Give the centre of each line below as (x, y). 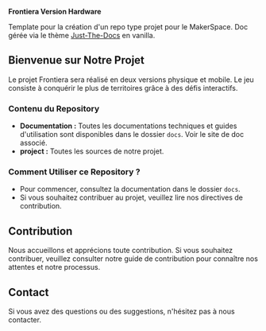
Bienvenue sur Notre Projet (77, 60)
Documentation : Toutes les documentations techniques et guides (128, 126)
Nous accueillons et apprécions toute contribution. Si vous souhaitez (121, 251)
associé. (33, 143)
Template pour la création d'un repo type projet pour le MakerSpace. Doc (128, 27)
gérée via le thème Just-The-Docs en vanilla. (82, 35)
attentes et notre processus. (54, 267)
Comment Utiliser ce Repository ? (74, 172)
